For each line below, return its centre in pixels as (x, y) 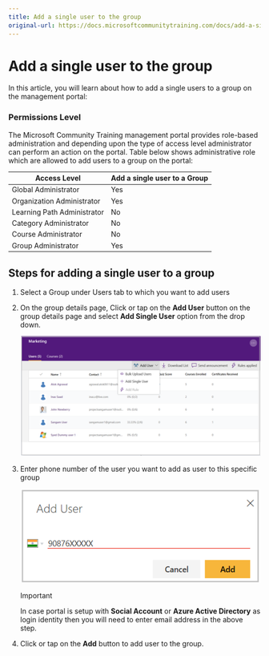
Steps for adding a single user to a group (111, 273)
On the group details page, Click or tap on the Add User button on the (135, 308)
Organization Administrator (56, 201)
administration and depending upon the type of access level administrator (130, 143)
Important (36, 595)
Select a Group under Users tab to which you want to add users (125, 292)
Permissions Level (45, 118)
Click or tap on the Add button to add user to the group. (112, 643)
